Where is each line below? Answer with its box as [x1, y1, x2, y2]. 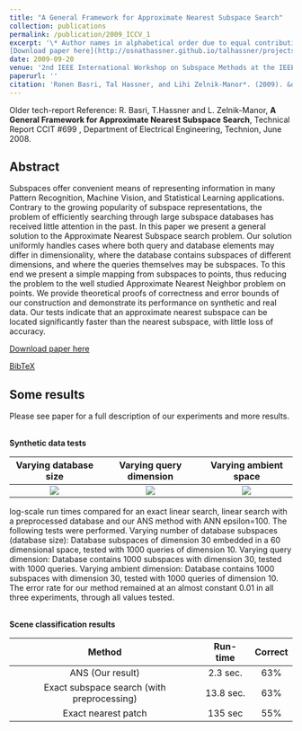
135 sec [208, 707, 244, 719]
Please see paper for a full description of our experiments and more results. [9, 410, 290, 422]
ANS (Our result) [69, 666, 141, 679]
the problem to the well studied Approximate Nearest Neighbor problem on [9, 278, 286, 289]
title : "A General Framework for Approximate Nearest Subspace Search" [9, 13, 283, 22]
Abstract [9, 159, 60, 175]
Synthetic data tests [9, 437, 87, 449]
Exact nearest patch [62, 707, 147, 719]
